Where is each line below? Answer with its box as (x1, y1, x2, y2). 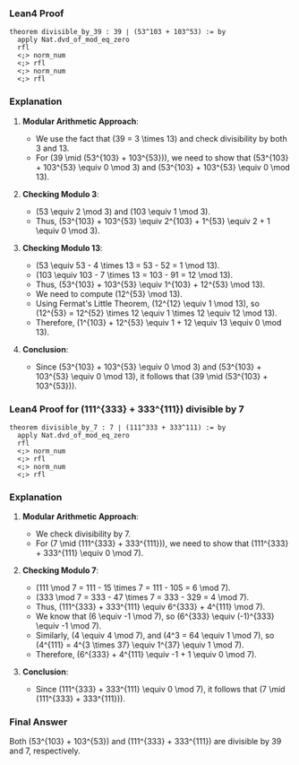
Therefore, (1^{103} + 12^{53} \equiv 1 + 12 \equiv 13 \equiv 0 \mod (35, 317, 282, 327)
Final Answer (9, 716, 68, 728)
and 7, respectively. (9, 745, 81, 756)
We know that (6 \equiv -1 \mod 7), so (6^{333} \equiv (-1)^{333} (35, 611, 275, 622)
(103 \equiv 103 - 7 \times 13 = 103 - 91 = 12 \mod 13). (35, 269, 234, 280)
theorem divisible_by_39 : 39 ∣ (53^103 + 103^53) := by (9, 28, 226, 37)
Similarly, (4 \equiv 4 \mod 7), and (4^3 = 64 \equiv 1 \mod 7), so (35, 630, 275, 641)
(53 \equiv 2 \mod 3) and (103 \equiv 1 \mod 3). (35, 205, 210, 217)
